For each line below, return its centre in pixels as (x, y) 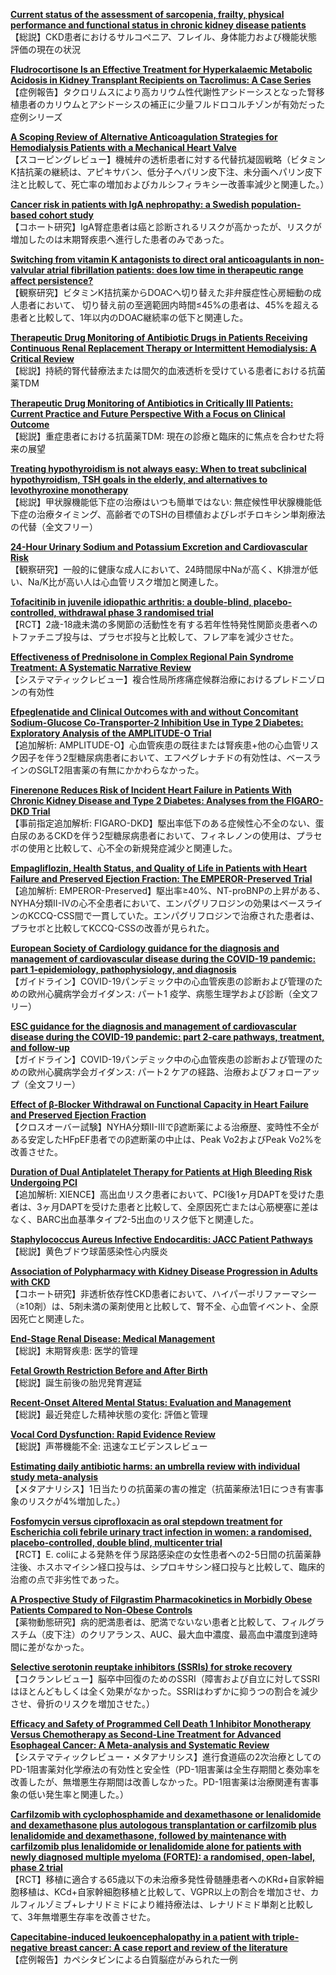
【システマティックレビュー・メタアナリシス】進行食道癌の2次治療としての (166, 1757)
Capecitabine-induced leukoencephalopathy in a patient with (140, 1937)
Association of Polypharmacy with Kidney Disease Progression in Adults (164, 1271)
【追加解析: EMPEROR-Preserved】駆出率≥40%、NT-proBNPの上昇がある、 (168, 890)
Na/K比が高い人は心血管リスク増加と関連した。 (125, 582)
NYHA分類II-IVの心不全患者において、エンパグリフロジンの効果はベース (158, 903)
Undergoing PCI (44, 1182)
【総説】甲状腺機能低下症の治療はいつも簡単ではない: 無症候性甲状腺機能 (161, 502)
